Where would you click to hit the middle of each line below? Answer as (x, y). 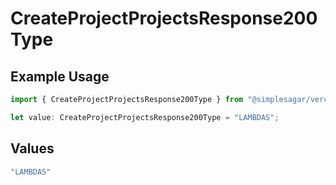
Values (32, 148)
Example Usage (60, 76)
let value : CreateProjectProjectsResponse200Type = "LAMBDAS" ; (145, 117)
